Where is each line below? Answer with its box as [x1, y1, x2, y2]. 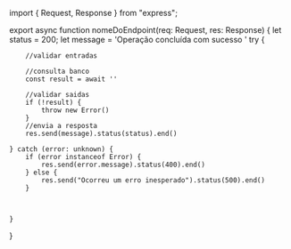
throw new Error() [41, 106, 110, 115]
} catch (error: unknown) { [9, 145, 114, 154]
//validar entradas [25, 52, 98, 60]
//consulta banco [25, 67, 90, 76]
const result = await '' [25, 75, 118, 84]
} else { [25, 168, 58, 177]
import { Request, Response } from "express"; [9, 8, 179, 18]
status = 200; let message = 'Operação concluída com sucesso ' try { [9, 35, 265, 44]
